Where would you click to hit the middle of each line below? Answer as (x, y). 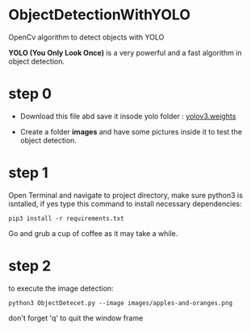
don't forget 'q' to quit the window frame (76, 318)
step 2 (30, 266)
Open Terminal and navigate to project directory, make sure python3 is (126, 195)
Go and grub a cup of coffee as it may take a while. (93, 233)
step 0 (30, 94)
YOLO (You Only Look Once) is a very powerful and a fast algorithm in (125, 52)
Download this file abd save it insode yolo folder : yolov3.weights (128, 116)
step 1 (28, 173)
